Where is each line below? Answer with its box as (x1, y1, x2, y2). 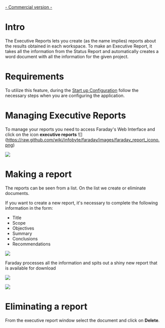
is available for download (5, 265, 56, 271)
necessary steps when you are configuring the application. (5, 93, 125, 98)
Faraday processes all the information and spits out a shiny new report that (5, 260, 158, 266)
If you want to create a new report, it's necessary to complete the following (5, 200, 158, 206)
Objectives (12, 225, 35, 231)
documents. (5, 190, 30, 196)
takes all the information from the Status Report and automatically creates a (5, 48, 159, 54)
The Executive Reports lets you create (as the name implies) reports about (5, 38, 157, 44)
